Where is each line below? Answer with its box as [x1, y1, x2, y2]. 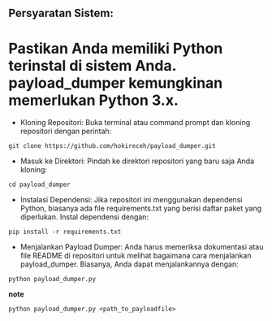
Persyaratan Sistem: [8, 7, 114, 20]
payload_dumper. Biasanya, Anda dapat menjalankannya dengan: [19, 259, 239, 269]
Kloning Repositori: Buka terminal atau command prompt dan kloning [19, 118, 251, 128]
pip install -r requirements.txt [8, 228, 122, 236]
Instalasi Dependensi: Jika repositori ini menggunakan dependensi [19, 195, 243, 205]
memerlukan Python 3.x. [8, 91, 179, 109]
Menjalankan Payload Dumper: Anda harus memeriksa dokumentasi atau [19, 242, 264, 252]
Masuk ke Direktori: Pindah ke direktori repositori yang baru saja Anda [19, 156, 255, 166]
